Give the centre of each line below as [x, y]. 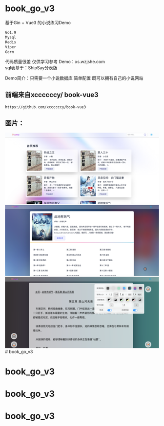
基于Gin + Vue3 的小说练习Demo [38, 22]
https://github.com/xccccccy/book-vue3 [46, 107]
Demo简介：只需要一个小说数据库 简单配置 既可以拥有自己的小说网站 [74, 78]
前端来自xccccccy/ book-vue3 [52, 95]
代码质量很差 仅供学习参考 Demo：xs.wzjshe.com [55, 61]
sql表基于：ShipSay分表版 [31, 68]
